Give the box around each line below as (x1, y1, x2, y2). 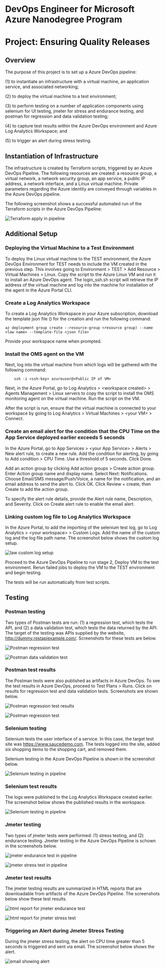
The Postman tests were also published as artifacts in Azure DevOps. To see (5, 678, 160, 683)
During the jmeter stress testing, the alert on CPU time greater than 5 (5, 938, 145, 944)
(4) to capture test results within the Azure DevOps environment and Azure (5, 123, 157, 129)
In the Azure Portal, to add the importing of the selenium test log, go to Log (5, 524, 158, 530)
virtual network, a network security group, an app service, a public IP (5, 176, 145, 181)
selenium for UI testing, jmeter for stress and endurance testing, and (5, 108, 144, 114)
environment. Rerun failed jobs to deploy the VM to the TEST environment (5, 564, 155, 570)
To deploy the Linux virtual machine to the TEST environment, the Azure (5, 256, 151, 261)
